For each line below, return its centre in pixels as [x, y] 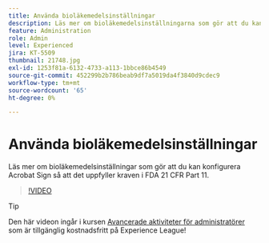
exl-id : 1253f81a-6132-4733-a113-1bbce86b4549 [87, 68]
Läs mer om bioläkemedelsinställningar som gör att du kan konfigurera [124, 167]
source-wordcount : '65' [48, 90]
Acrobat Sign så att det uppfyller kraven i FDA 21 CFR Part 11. [109, 175]
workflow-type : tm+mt [44, 83]
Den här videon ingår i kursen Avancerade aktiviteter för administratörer [127, 222]
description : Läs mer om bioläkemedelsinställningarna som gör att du [128, 23]
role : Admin [28, 38]
